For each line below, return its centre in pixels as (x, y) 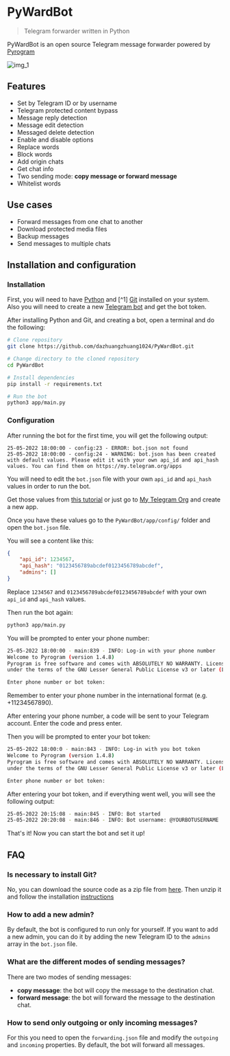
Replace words (38, 147)
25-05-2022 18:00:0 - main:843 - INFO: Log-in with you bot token (104, 750)
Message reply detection (52, 117)
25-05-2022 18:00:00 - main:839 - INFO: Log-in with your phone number (111, 651)
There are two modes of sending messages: (69, 977)
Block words (35, 154)
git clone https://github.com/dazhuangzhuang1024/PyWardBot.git (101, 347)
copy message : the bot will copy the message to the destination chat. (115, 990)
